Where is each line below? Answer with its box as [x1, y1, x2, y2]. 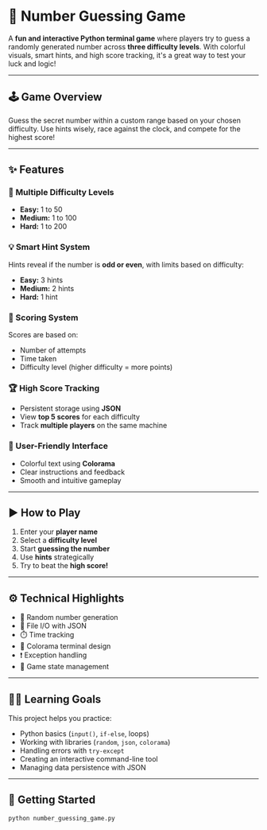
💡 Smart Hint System [8, 242, 91, 253]
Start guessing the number [19, 544, 110, 554]
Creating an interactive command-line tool [19, 754, 158, 764]
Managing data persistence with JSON [19, 763, 147, 773]
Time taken [19, 354, 57, 364]
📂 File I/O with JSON [19, 621, 87, 631]
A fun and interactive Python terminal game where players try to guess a [8, 33, 250, 43]
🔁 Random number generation [19, 613, 118, 622]
